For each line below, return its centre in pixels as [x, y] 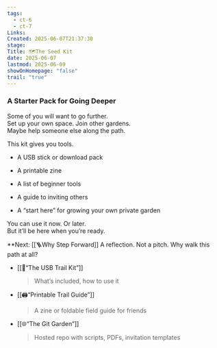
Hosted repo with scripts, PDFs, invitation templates [107, 337]
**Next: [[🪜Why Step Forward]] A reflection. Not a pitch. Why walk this [108, 245]
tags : [15, 13]
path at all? [23, 254]
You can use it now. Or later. [47, 223]
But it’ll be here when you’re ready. [56, 231]
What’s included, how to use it [76, 281]
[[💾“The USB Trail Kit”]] [50, 267]
